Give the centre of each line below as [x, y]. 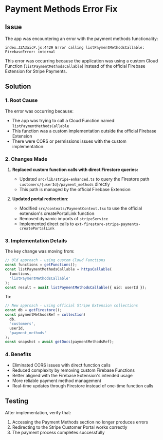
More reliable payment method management [56, 381]
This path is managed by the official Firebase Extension [75, 189]
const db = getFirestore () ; [34, 310]
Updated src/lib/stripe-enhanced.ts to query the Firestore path [84, 179]
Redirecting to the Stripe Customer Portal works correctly [70, 427]
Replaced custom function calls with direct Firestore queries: [75, 170]
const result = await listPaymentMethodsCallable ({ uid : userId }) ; [76, 287]
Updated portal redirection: [40, 199]
